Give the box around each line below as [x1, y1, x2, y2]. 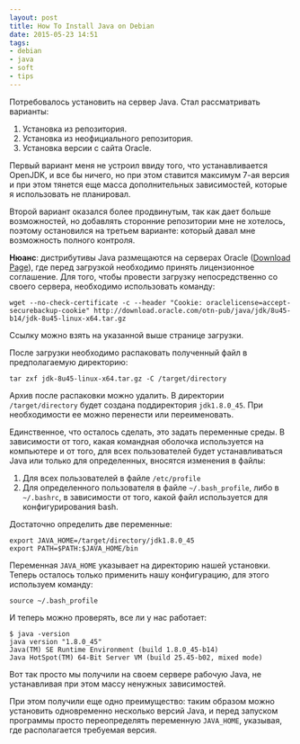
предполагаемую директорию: [9, 356, 128, 367]
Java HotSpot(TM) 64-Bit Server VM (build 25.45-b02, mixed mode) [9, 653, 263, 662]
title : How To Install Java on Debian [9, 22, 154, 31]
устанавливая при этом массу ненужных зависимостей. [9, 678, 226, 689]
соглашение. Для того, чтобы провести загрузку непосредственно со [9, 271, 278, 282]
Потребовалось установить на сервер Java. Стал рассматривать [9, 96, 260, 107]
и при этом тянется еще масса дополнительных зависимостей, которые [9, 179, 287, 190]
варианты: [9, 105, 49, 117]
